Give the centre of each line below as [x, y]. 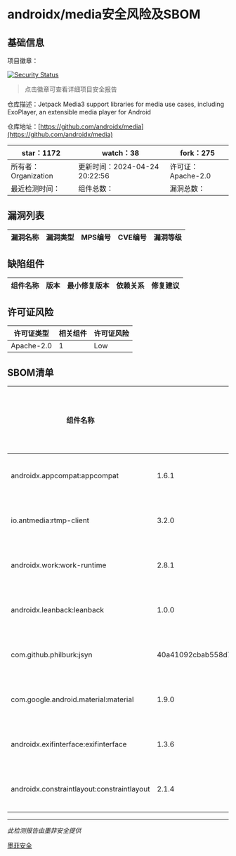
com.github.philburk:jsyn [52, 655]
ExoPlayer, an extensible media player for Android [79, 112]
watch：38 [120, 153]
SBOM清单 [31, 373]
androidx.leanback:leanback [57, 610]
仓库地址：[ [24, 126]
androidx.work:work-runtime [59, 565]
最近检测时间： [36, 189]
